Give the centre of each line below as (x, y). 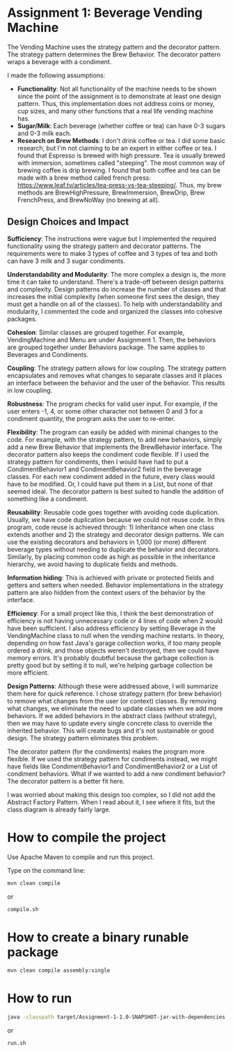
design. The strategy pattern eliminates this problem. (83, 738)
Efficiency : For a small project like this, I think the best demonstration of (111, 613)
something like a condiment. (48, 498)
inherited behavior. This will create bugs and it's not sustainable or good (111, 731)
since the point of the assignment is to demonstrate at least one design (119, 96)
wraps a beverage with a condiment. (59, 61)
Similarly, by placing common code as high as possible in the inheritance (111, 556)
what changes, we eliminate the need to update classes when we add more (115, 708)
